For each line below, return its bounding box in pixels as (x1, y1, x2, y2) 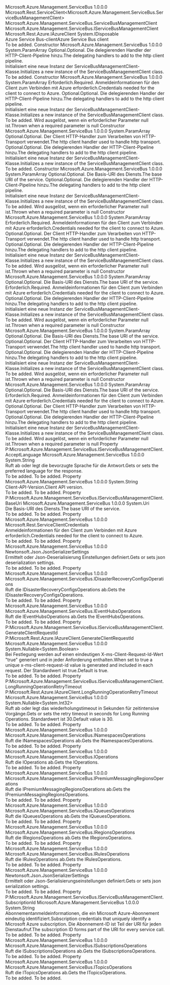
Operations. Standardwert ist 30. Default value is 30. (5, 716, 114, 722)
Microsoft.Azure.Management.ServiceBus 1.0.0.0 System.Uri (22, 500, 150, 506)
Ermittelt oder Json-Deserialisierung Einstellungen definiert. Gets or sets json (5, 554, 165, 560)
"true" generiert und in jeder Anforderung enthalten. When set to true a (5, 656, 153, 663)
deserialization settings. (5, 560, 55, 566)
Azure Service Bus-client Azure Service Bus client (5, 37, 109, 42)
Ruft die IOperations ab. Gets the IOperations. (5, 759, 99, 765)
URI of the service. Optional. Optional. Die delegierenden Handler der (5, 177, 149, 182)
